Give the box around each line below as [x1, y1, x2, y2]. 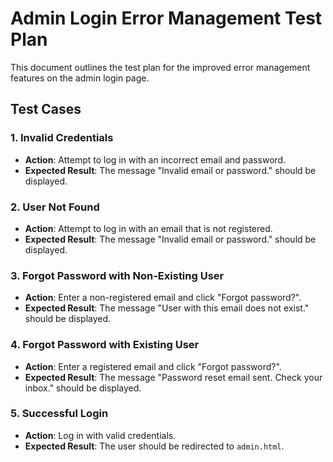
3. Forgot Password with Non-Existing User [10, 268, 225, 282]
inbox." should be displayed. [24, 382, 142, 394]
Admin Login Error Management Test [10, 7, 323, 30]
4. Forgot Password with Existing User [10, 338, 200, 352]
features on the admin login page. [10, 72, 150, 84]
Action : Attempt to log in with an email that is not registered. [24, 222, 273, 234]
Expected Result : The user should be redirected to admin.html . [24, 440, 285, 452]
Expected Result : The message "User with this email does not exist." [24, 302, 310, 314]
